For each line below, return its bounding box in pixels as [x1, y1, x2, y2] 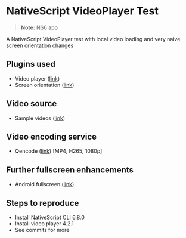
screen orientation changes [6, 42, 74, 49]
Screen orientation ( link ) [14, 81, 75, 88]
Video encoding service [6, 131, 97, 141]
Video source [6, 98, 57, 109]
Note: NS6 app [20, 24, 58, 31]
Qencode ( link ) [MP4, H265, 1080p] [14, 147, 103, 154]
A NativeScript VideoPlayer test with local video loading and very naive [6, 35, 181, 42]
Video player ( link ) [14, 75, 60, 82]
